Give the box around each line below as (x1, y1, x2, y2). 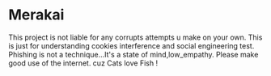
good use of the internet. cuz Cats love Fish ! (8, 58, 159, 68)
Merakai (8, 6, 65, 24)
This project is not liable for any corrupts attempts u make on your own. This (8, 32, 263, 42)
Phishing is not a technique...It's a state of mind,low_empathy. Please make (8, 49, 259, 59)
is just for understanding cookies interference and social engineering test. (8, 40, 255, 50)
